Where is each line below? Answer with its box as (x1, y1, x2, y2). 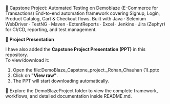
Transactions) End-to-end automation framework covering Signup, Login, (5, 10, 160, 16)
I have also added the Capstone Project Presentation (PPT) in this (5, 46, 146, 52)
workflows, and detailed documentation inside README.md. (5, 93, 132, 99)
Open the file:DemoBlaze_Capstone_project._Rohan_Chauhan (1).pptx (12, 67, 160, 73)
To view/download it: (5, 57, 50, 63)
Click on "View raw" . (12, 72, 58, 79)
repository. (5, 51, 28, 58)
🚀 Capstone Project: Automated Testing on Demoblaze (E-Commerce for (5, 5, 158, 11)
